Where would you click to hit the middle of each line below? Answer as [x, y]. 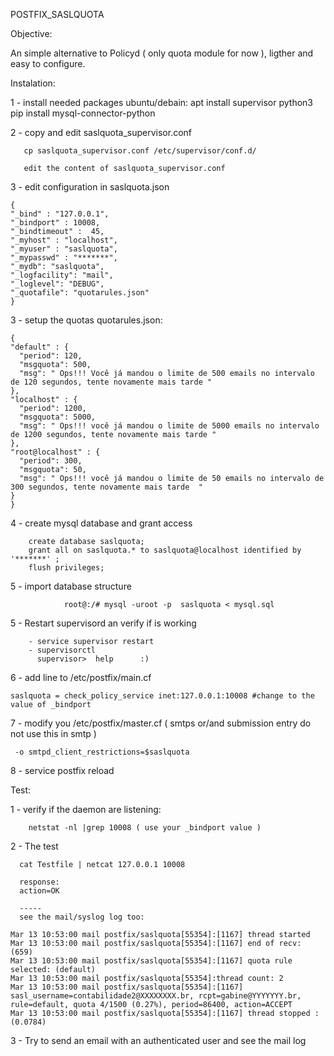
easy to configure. [48, 63]
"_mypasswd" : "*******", [64, 258]
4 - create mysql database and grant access [101, 523]
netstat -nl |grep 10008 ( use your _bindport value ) [145, 828]
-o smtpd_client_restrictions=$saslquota [102, 752]
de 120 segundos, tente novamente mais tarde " [111, 382]
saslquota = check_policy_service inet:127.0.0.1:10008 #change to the [162, 696]
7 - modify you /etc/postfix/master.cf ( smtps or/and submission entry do [161, 723]
